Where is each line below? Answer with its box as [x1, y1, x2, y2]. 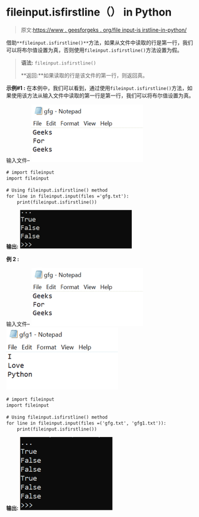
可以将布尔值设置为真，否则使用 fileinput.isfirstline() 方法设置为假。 [6, 46, 183, 54]
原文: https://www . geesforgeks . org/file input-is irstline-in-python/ [20, 26, 187, 33]
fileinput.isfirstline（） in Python [6, 5, 172, 19]
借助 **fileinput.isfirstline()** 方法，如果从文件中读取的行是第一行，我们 [6, 39, 194, 46]
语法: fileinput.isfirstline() [20, 59, 97, 66]
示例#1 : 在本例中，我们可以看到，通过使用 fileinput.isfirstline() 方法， [6, 84, 188, 91]
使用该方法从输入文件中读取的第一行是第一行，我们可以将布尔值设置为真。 [11, 92, 194, 99]
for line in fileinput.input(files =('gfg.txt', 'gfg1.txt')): [6, 420, 167, 426]
